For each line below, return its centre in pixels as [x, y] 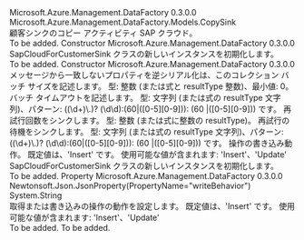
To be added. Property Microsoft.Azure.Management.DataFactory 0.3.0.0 [146, 176]
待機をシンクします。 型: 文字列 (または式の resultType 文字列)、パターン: [147, 132]
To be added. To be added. [60, 228]
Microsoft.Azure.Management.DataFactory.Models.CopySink [123, 22]
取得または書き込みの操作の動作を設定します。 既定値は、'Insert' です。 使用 [152, 206]
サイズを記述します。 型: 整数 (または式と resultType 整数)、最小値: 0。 [160, 86]
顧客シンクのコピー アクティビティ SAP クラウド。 [103, 33]
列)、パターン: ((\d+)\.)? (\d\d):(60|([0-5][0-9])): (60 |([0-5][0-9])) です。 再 [151, 109]
